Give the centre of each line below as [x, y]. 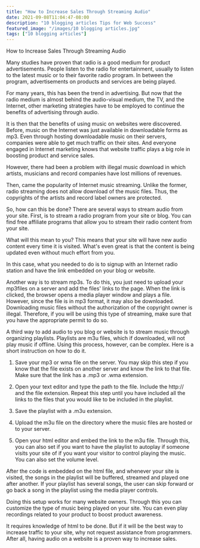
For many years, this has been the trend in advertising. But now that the [94, 93]
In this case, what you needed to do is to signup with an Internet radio [92, 264]
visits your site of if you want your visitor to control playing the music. [100, 453]
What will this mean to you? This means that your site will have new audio [96, 240]
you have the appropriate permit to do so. [57, 320]
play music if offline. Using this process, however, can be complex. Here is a [100, 345]
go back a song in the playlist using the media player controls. [82, 490]
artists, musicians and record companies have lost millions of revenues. [94, 173]
